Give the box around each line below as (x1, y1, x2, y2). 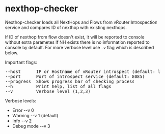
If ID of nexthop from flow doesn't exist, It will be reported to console (5, 34, 145, 40)
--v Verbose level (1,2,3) (5, 88, 91, 94)
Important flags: (5, 59, 38, 65)
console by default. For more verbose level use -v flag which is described (5, 44, 154, 50)
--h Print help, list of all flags (5, 83, 111, 89)
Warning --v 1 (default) (12, 112, 59, 118)
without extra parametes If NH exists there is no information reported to (5, 39, 150, 45)
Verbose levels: (5, 98, 36, 103)
